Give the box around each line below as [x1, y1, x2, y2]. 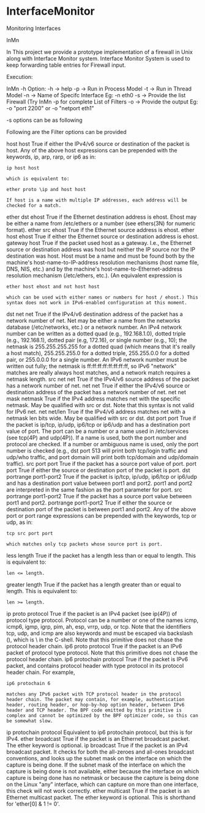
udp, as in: [6, 519, 33, 526]
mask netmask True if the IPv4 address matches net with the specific [6, 395, 181, 402]
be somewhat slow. [6, 717, 53, 724]
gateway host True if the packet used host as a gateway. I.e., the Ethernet [6, 239, 192, 246]
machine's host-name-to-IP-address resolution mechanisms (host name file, [6, 258, 199, 266]
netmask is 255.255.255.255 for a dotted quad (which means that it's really [6, 343, 196, 350]
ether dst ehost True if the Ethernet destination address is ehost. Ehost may [6, 213, 197, 220]
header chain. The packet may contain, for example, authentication [6, 696, 185, 702]
